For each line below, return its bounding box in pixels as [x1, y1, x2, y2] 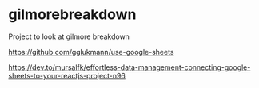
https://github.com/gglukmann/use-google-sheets [8, 47, 174, 56]
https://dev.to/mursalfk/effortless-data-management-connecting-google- [8, 62, 251, 72]
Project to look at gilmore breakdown [8, 32, 130, 41]
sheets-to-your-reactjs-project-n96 [8, 71, 126, 80]
